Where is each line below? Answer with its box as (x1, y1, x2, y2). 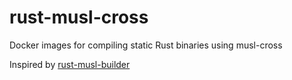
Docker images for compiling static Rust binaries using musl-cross (9, 39, 283, 51)
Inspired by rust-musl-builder (9, 58, 131, 70)
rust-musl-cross (9, 6, 149, 29)
